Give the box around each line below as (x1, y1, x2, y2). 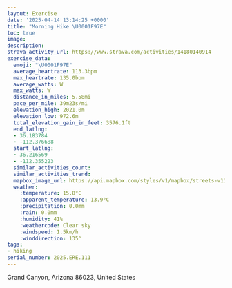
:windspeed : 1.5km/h (19, 229, 79, 236)
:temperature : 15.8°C (19, 190, 81, 197)
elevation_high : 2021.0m (13, 106, 85, 113)
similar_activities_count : (13, 164, 91, 171)
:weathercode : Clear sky (19, 222, 91, 229)
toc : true (7, 29, 36, 37)
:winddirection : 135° (19, 235, 81, 242)
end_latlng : (13, 126, 48, 133)
